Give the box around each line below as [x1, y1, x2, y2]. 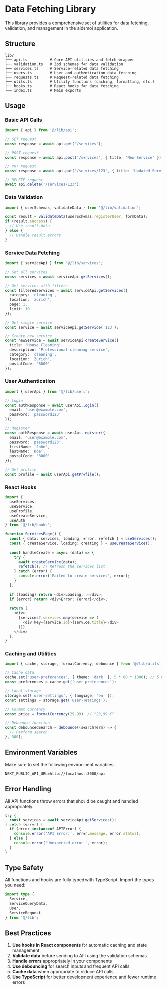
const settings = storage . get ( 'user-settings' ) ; [5, 698, 108, 703]
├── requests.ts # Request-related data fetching [5, 75, 119, 80]
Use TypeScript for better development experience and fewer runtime [12, 974, 157, 980]
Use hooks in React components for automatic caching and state [12, 942, 147, 948]
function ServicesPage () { [5, 532, 61, 537]
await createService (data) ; [18, 559, 77, 564]
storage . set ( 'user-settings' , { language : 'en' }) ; [5, 693, 114, 698]
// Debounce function [5, 720, 50, 726]
